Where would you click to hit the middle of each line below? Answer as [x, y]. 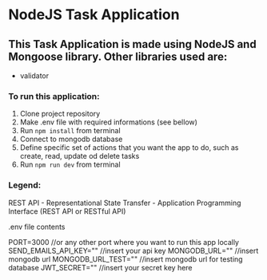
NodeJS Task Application [94, 15]
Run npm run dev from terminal [70, 164]
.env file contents [37, 227]
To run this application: [54, 96]
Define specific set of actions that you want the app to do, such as [129, 148]
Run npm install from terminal [70, 131]
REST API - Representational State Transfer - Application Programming [125, 203]
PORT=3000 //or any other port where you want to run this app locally [124, 242]
